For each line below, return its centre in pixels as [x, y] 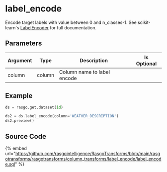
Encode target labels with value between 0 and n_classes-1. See [71, 22]
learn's [12, 27]
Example [19, 96]
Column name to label [84, 72]
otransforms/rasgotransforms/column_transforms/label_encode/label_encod [83, 159]
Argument [20, 60]
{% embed [16, 148]
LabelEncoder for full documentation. [58, 27]
